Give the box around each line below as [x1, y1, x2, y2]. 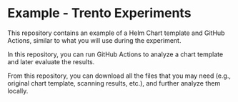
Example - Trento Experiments [7, 5, 192, 21]
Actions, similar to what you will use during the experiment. [7, 36, 182, 44]
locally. [7, 86, 29, 95]
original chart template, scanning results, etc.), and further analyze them [7, 78, 221, 87]
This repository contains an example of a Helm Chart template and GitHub [7, 29, 225, 37]
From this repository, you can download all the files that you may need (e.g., [7, 71, 231, 80]
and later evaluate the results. [7, 57, 95, 66]
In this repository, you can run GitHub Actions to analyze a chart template [7, 50, 224, 58]
